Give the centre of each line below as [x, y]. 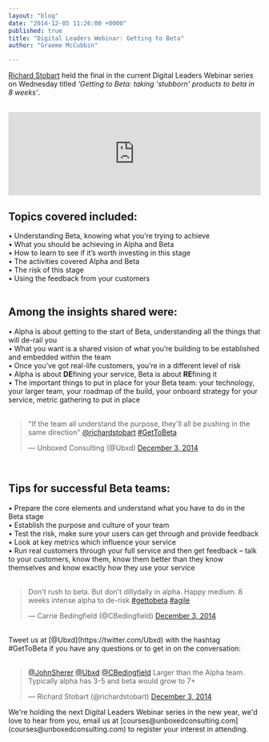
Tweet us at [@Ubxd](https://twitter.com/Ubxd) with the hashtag [114, 639]
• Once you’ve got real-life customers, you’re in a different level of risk [125, 365]
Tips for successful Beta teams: [89, 489]
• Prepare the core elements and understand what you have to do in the [127, 508]
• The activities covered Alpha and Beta [74, 261]
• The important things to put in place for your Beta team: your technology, [131, 383]
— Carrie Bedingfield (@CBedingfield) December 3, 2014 [122, 615]
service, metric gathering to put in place [74, 399]
